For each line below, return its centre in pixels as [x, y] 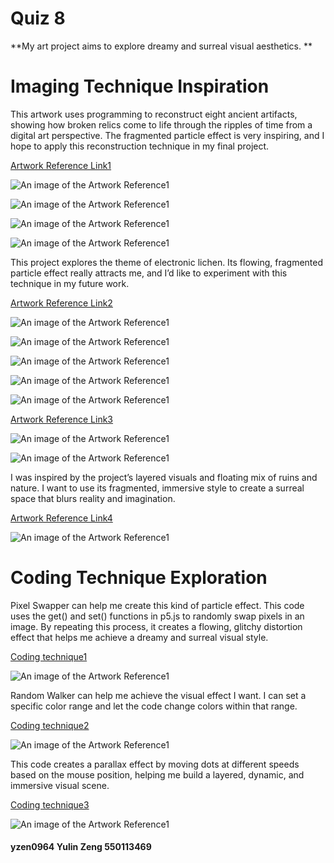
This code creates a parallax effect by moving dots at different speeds [155, 764]
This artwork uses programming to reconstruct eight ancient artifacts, [154, 114]
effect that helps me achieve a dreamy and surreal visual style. [139, 637]
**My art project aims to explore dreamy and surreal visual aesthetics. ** [161, 46]
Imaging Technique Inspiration [140, 86]
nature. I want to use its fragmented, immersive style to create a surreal [157, 488]
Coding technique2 [50, 725]
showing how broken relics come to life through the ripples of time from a [161, 124]
